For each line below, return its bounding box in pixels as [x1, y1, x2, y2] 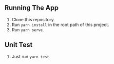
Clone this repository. [11, 16, 55, 22]
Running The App [4, 4, 59, 12]
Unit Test [4, 41, 33, 49]
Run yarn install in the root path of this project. [11, 22, 109, 27]
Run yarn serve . [11, 26, 44, 33]
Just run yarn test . [11, 53, 51, 59]
